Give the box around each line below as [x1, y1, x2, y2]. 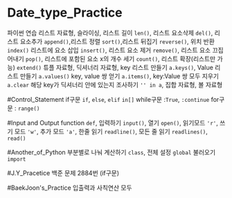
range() [17, 105, 40, 112]
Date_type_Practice [7, 5, 123, 21]
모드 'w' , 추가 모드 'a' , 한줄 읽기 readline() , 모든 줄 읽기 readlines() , [14, 127, 208, 136]
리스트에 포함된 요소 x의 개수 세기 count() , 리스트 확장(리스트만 [44, 54, 216, 63]
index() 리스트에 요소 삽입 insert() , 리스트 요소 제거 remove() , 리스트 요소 [7, 46, 211, 54]
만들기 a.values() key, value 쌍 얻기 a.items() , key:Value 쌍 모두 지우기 [19, 71, 220, 80]
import [7, 156, 26, 163]
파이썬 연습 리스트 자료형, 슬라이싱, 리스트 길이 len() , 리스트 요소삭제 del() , [7, 28, 213, 37]
